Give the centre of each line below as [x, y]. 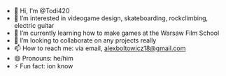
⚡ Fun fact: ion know [43, 66]
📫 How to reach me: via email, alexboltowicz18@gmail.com [100, 48]
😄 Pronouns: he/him [43, 58]
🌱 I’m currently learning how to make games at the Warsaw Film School [116, 33]
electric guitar [34, 25]
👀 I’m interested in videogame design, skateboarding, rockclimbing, [111, 18]
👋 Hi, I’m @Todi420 [42, 11]
